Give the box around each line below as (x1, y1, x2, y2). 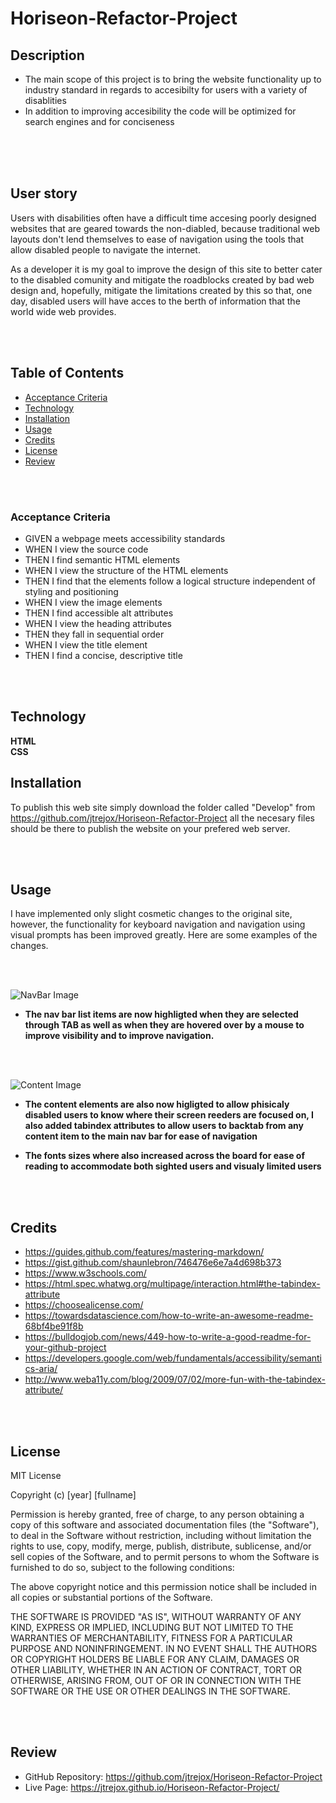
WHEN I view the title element (24, 638, 148, 651)
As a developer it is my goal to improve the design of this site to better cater (10, 263, 323, 275)
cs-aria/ (24, 1363, 58, 1375)
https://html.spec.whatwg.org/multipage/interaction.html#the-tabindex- (24, 1278, 321, 1290)
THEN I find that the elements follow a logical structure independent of (24, 575, 316, 587)
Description (10, 47, 85, 64)
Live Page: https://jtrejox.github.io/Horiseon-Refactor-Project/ (24, 1781, 280, 1793)
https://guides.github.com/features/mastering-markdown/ (24, 1246, 265, 1258)
